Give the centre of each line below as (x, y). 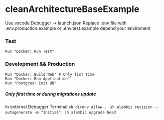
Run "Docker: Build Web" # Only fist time (50, 74)
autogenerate (19, 112)
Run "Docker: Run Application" (38, 79)
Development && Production (40, 64)
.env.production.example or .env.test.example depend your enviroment (78, 28)
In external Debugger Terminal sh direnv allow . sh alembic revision (79, 107)
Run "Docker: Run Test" (30, 52)
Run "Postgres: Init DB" (31, 83)
